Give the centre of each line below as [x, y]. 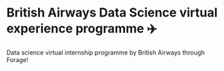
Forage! [18, 59]
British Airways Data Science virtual [112, 13]
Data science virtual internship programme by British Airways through [106, 52]
